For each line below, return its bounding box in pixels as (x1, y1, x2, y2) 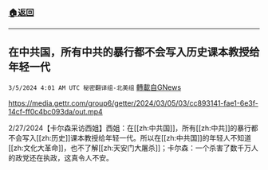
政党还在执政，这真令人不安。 (14, 153, 113, 163)
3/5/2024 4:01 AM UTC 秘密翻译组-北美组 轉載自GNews (8, 83, 182, 92)
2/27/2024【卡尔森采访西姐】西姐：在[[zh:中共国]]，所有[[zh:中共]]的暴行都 (8, 123, 258, 133)
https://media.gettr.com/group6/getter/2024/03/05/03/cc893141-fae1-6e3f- (8, 99, 259, 108)
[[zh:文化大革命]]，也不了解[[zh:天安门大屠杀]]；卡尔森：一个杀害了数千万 (8, 143, 251, 153)
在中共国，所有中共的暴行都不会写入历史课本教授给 (8, 45, 260, 59)
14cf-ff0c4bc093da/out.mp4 (8, 107, 104, 117)
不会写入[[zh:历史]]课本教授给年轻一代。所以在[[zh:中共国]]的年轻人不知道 (8, 133, 251, 143)
